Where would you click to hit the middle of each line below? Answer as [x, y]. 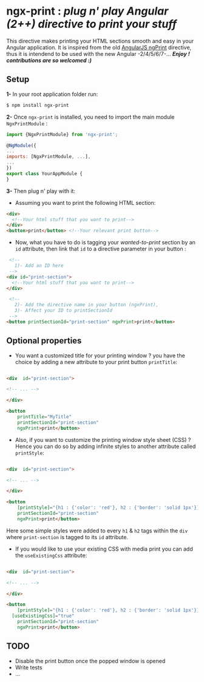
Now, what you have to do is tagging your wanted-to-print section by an [105, 243]
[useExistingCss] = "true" [43, 616]
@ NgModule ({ [21, 145]
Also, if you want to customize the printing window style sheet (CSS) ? [103, 439]
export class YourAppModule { [45, 174]
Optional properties [44, 341]
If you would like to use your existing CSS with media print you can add [104, 549]
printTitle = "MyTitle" [44, 417]
